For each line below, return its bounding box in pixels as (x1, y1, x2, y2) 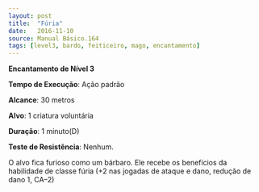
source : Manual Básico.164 (8, 34, 99, 43)
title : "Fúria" (8, 19, 63, 27)
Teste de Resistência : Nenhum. (8, 142, 115, 152)
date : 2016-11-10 (8, 27, 74, 35)
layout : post (8, 11, 52, 20)
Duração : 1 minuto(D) (8, 127, 80, 136)
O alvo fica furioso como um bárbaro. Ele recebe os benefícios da (8, 158, 228, 168)
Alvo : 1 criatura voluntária (8, 111, 94, 121)
